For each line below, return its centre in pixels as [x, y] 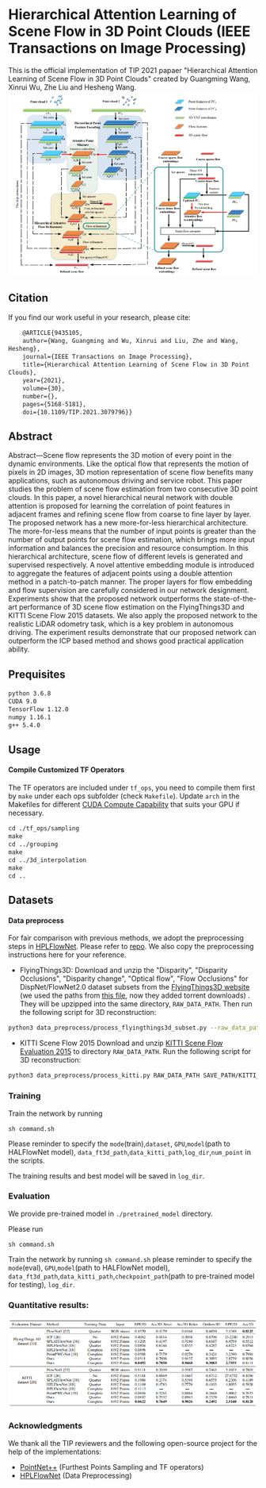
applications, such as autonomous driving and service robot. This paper [125, 481]
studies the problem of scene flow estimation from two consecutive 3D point [133, 489]
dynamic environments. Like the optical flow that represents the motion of [129, 464]
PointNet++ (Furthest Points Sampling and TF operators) [112, 1467]
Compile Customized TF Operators [66, 770]
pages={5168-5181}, [55, 404]
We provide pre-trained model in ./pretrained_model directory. [111, 1213]
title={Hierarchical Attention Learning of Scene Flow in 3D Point [136, 364]
